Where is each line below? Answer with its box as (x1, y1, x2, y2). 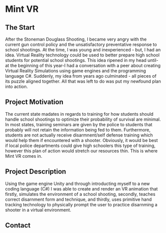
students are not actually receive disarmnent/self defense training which (5, 132, 153, 138)
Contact (5, 221, 31, 230)
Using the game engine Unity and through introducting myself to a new (5, 181, 150, 186)
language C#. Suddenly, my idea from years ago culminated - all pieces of (5, 73, 157, 79)
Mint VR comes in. (5, 153, 43, 159)
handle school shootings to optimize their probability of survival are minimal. (5, 116, 161, 122)
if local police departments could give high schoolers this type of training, (5, 142, 156, 148)
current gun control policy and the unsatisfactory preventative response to (5, 42, 157, 47)
